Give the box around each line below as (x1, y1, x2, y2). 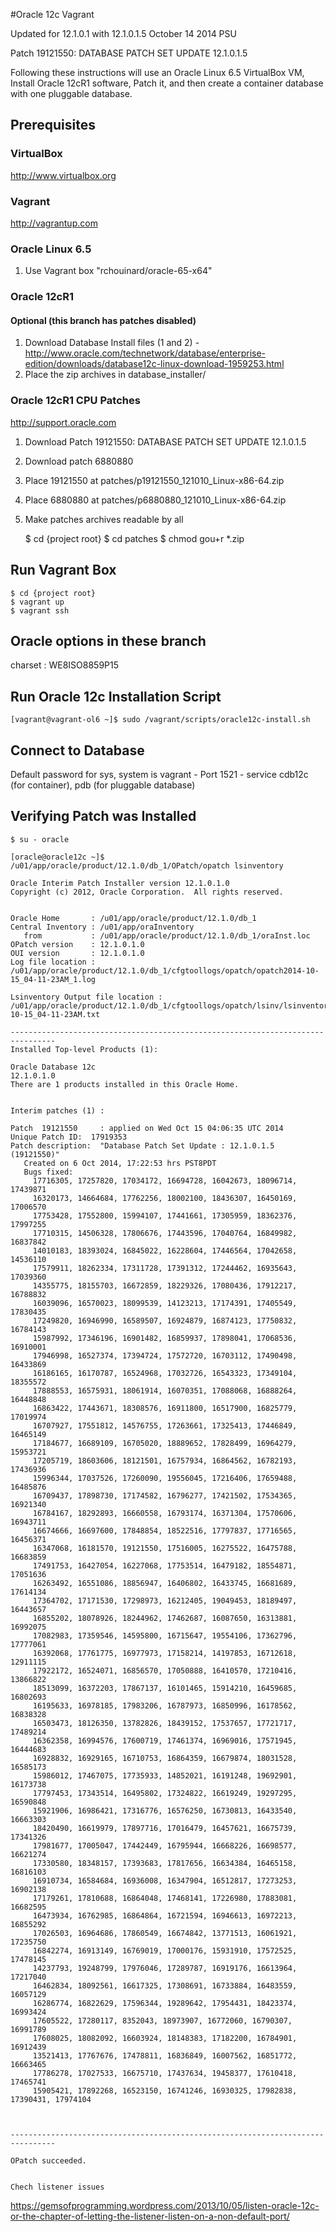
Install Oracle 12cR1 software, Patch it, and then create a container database (10, 77, 324, 89)
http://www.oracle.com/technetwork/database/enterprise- (24, 347, 267, 359)
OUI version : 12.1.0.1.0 (10, 948, 145, 958)
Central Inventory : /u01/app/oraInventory (10, 922, 195, 932)
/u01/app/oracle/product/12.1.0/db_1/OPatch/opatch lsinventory (10, 860, 284, 871)
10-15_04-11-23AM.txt (10, 1009, 101, 1019)
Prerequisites (10, 117, 96, 134)
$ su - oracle (10, 834, 70, 844)
